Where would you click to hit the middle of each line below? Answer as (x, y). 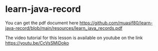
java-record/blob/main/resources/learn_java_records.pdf (64, 28)
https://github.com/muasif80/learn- (116, 23)
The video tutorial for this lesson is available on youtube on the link (74, 38)
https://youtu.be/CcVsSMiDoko (37, 43)
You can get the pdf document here (42, 23)
